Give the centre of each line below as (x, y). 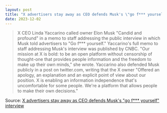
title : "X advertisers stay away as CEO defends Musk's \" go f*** (75, 14)
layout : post (19, 10)
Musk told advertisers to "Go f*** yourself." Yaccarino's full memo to (87, 44)
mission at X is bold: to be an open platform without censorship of (85, 54)
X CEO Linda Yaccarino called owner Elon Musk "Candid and (80, 33)
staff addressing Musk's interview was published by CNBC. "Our (83, 49)
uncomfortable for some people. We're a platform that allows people (87, 86)
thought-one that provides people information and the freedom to (84, 59)
